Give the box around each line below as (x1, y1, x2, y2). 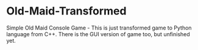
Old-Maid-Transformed (6, 4, 127, 18)
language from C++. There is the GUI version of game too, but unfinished (6, 30, 190, 37)
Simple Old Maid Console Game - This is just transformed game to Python (6, 24, 192, 31)
